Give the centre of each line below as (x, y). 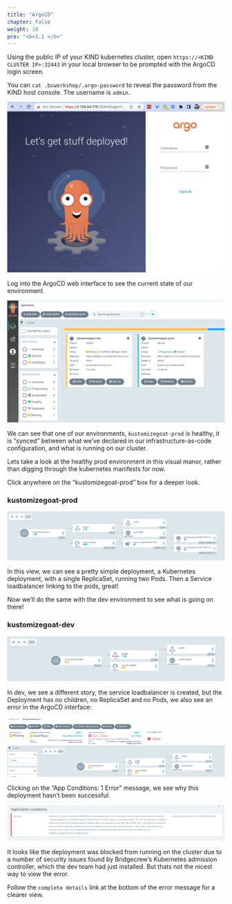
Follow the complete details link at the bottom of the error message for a (111, 887)
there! (16, 607)
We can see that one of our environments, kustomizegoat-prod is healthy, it (113, 433)
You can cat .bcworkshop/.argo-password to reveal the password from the (112, 85)
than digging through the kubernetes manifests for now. (86, 469)
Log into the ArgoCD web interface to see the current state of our (100, 283)
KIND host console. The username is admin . (69, 93)
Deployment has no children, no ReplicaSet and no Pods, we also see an (110, 699)
